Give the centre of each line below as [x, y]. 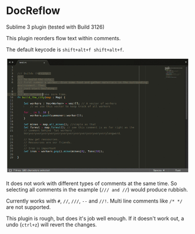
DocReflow [33, 11]
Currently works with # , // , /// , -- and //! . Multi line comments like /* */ [94, 201]
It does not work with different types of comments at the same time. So [92, 184]
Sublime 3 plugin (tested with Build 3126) [55, 27]
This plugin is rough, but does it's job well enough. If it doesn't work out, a [95, 219]
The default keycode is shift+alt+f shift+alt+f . [65, 49]
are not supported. [29, 207]
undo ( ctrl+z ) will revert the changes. [52, 225]
